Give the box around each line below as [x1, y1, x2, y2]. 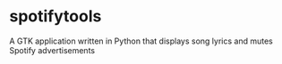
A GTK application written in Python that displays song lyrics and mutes [9, 36, 273, 46]
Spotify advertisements [9, 44, 96, 55]
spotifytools [9, 6, 102, 27]
